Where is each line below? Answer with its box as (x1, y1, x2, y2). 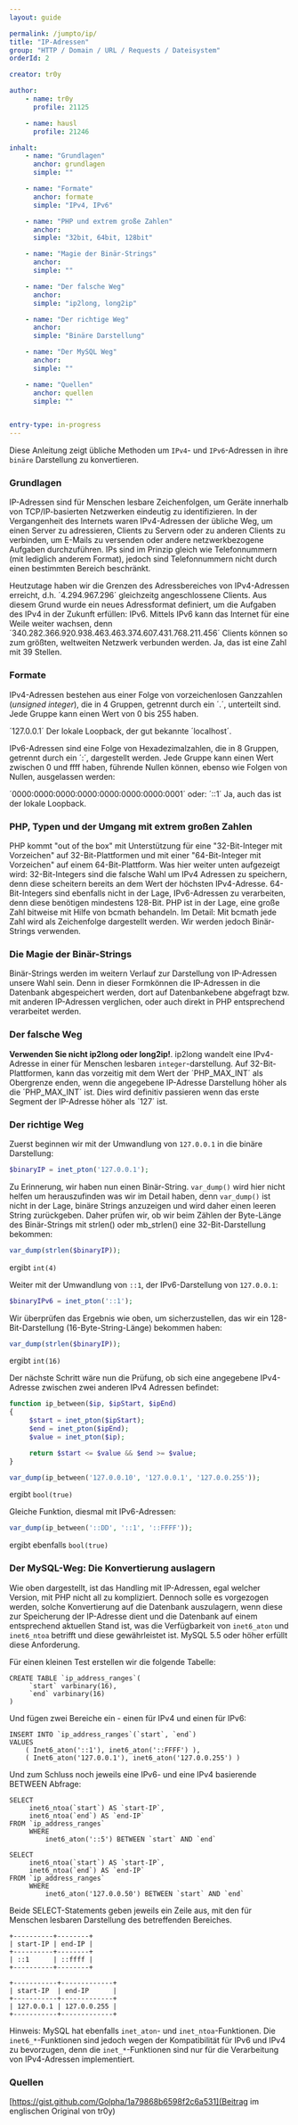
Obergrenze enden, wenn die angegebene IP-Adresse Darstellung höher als (9, 1077, 287, 1087)
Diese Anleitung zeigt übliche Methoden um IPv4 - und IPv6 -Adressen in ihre (9, 445, 289, 455)
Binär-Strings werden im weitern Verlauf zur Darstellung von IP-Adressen (9, 968, 278, 979)
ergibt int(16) (9, 1356, 61, 1366)
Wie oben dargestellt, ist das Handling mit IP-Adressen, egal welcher (9, 1582, 261, 1593)
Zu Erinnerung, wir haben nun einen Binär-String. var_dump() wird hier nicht (9, 1181, 286, 1192)
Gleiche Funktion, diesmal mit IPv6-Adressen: (9, 1506, 176, 1517)
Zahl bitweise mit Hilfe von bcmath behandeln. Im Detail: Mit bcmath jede (9, 907, 278, 918)
